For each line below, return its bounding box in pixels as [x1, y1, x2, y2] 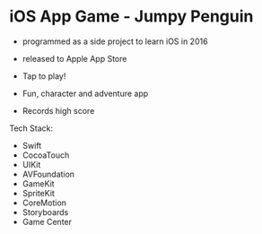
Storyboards [22, 206, 69, 217]
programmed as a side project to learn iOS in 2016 [22, 36, 208, 47]
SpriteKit [22, 187, 56, 198]
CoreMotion [22, 197, 67, 208]
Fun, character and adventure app [22, 88, 149, 99]
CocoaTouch [22, 150, 70, 160]
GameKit [22, 178, 56, 189]
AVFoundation [22, 169, 74, 179]
